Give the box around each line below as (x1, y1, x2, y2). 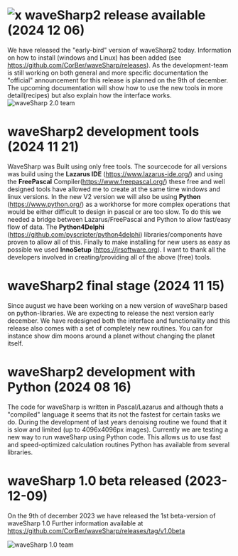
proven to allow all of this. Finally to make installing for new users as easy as (7, 237, 231, 246)
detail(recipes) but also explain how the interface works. (7, 91, 172, 100)
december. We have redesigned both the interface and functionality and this (7, 316, 231, 325)
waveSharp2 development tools (7, 124, 200, 140)
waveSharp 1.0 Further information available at (7, 519, 144, 528)
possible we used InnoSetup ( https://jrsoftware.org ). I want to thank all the (7, 245, 226, 254)
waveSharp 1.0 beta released (7, 473, 183, 488)
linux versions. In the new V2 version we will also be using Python (7, 192, 201, 201)
